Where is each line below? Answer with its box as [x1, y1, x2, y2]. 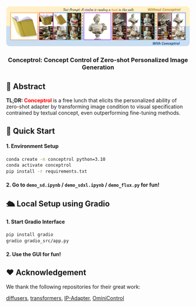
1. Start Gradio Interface [6, 218, 65, 225]
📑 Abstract [6, 81, 45, 91]
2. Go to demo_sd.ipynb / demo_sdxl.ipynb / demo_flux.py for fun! [6, 181, 160, 188]
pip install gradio [6, 232, 54, 238]
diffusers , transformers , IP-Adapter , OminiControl [6, 294, 124, 301]
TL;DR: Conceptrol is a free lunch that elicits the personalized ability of [6, 96, 177, 104]
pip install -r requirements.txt [6, 168, 87, 175]
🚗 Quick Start [6, 126, 55, 136]
